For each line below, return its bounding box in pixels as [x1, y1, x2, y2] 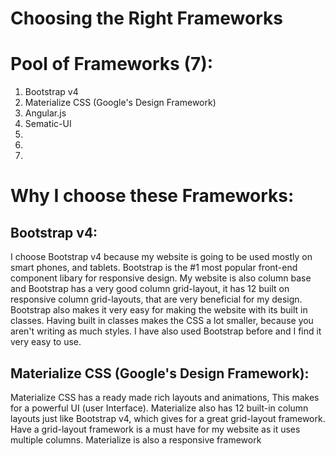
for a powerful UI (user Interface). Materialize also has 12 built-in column [10, 402, 309, 414]
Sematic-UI [24, 118, 72, 130]
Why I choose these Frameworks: [10, 185, 295, 207]
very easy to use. [10, 336, 82, 348]
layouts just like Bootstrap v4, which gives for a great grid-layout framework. [10, 412, 326, 424]
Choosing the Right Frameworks [10, 7, 283, 30]
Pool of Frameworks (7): [10, 53, 214, 76]
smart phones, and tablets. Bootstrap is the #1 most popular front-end [10, 262, 298, 274]
